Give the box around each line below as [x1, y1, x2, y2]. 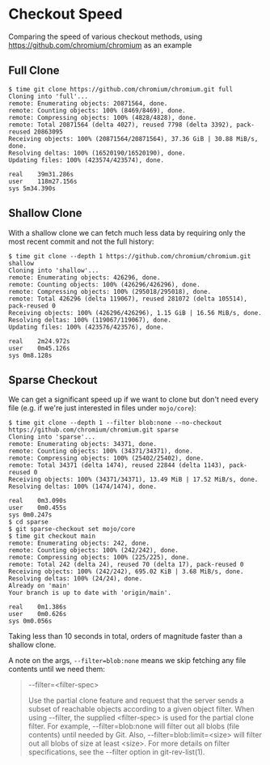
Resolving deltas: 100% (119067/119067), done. [8, 316, 172, 324]
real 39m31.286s [8, 170, 74, 178]
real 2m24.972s [8, 337, 70, 345]
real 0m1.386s [8, 603, 67, 611]
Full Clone [8, 64, 60, 78]
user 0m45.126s [8, 344, 70, 352]
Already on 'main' [8, 582, 70, 590]
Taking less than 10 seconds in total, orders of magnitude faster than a [8, 631, 243, 641]
